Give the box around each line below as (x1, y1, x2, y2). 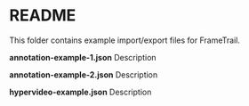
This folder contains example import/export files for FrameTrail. (9, 35, 240, 45)
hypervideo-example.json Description (9, 86, 152, 97)
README (9, 5, 76, 26)
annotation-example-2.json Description (9, 69, 158, 80)
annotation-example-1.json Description (9, 52, 157, 62)
